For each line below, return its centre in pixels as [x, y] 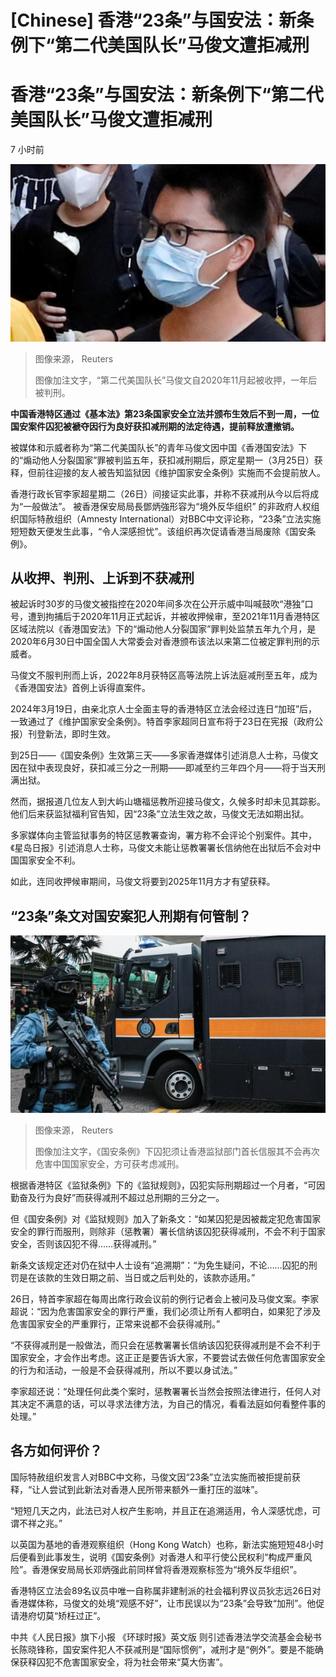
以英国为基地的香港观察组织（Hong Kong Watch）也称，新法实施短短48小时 [167, 1544]
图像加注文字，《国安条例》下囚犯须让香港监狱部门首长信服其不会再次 [177, 1151]
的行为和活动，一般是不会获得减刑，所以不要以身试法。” [124, 1370]
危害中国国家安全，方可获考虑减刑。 [109, 1163]
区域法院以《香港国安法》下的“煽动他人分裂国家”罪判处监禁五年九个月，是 [163, 629]
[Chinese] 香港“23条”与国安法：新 [153, 20]
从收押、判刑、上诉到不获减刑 [102, 578]
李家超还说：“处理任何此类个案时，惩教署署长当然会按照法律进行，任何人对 [166, 1391]
